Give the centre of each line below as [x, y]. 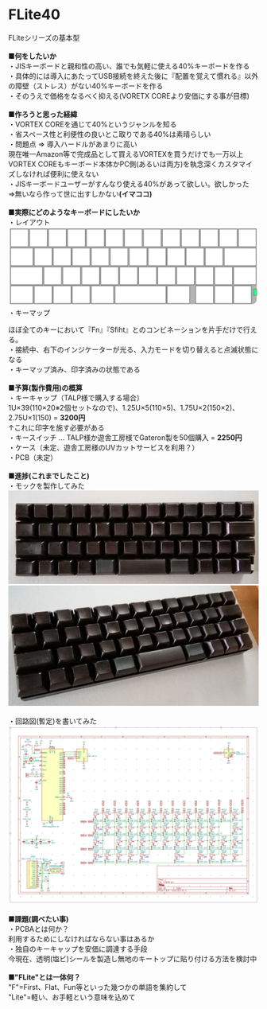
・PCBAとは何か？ [39, 929]
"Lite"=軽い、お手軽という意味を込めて [72, 997]
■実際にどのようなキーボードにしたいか [74, 212]
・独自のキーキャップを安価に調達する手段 [78, 949]
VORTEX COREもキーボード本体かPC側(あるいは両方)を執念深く [113, 164]
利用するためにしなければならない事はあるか [81, 939]
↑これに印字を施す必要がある [56, 428]
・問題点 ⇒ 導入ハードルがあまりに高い [73, 144]
